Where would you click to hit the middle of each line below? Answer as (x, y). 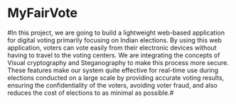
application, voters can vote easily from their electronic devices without (112, 47)
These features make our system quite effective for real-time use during (113, 70)
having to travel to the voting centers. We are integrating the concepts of (114, 55)
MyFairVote (43, 13)
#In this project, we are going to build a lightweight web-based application (116, 33)
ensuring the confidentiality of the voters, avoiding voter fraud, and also (113, 85)
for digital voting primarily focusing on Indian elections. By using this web (115, 40)
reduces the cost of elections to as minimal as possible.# (91, 93)
